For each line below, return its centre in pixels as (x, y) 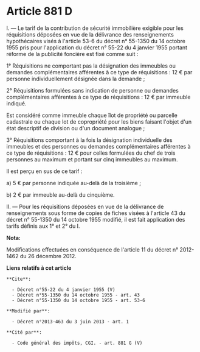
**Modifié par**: (28, 311)
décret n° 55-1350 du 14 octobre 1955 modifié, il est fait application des (96, 219)
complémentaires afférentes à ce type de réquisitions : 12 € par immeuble (98, 97)
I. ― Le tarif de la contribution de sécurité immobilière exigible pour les (95, 28)
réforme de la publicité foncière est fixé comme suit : (72, 54)
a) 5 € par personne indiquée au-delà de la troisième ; (74, 183)
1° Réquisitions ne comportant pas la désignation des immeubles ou (91, 66)
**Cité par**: (24, 332)
